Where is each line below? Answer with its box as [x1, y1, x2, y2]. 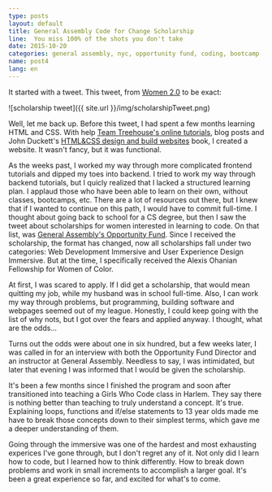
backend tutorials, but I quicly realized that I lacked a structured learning [8, 177, 251, 187]
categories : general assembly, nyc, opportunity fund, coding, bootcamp [8, 50, 260, 58]
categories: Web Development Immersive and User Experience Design [8, 246, 244, 256]
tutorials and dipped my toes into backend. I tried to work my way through [8, 168, 256, 179]
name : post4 [8, 58, 49, 66]
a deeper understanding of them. [8, 424, 119, 433]
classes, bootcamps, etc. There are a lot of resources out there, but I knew [8, 194, 258, 204]
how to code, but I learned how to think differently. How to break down [8, 456, 245, 466]
